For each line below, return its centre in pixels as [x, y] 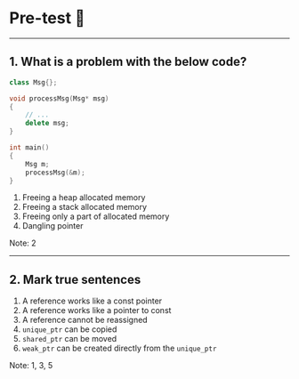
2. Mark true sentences [75, 279]
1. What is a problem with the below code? [128, 62]
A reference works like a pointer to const [97, 310]
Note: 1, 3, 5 [31, 366]
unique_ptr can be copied [69, 329]
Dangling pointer [53, 226]
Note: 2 [23, 243]
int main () [29, 148]
